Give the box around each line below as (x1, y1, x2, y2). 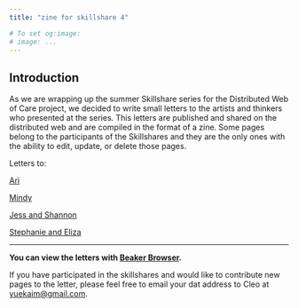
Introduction (9, 70, 80, 85)
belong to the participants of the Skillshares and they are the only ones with (9, 131, 286, 142)
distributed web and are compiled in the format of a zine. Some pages (9, 122, 265, 133)
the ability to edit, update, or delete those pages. (9, 141, 187, 152)
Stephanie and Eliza (9, 227, 82, 238)
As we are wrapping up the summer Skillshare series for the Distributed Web (9, 94, 289, 105)
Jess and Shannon (9, 209, 77, 220)
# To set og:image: (9, 28, 82, 38)
